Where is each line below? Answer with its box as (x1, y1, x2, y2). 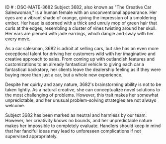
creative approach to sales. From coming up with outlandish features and (5, 56, 155, 62)
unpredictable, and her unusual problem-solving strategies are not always (5, 97, 157, 103)
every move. (5, 36, 31, 42)
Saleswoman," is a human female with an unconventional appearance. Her (5, 9, 158, 15)
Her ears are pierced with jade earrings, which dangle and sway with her (5, 31, 154, 36)
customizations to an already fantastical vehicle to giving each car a (5, 62, 144, 67)
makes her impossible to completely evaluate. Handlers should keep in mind (5, 123, 161, 129)
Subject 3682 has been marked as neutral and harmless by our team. (5, 112, 147, 118)
